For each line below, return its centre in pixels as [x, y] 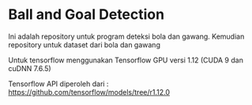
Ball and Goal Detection [86, 15]
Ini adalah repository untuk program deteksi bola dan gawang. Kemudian [126, 36]
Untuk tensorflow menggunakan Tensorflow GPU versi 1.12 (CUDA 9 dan [126, 60]
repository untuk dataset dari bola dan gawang [84, 44]
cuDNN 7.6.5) [30, 68]
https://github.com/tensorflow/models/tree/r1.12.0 [89, 92]
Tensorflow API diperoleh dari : [58, 84]
